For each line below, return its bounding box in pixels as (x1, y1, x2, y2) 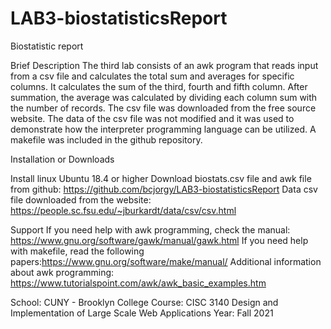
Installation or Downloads (10, 153, 115, 165)
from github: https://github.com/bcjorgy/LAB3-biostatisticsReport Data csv (10, 183, 318, 195)
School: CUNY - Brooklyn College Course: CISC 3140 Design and (10, 296, 279, 308)
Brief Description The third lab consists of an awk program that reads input (10, 59, 319, 71)
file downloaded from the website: (10, 193, 152, 206)
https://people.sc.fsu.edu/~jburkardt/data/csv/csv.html (10, 204, 237, 216)
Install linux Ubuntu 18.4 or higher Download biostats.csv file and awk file (10, 172, 312, 184)
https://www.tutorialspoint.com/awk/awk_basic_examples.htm (10, 277, 267, 289)
